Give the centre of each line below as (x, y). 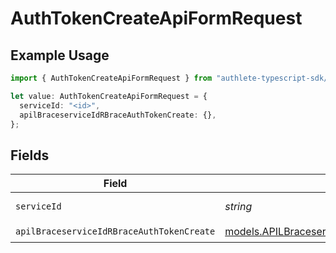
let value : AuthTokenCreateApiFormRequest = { (109, 96)
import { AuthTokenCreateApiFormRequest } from (111, 78)
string (238, 207)
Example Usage (60, 55)
